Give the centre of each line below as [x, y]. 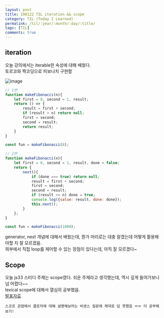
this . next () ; [44, 204]
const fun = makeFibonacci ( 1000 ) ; [41, 227]
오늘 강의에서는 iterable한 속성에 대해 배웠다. [48, 65]
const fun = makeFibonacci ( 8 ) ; [37, 145]
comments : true [21, 33]
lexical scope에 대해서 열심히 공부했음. [42, 290]
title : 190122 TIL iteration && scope [45, 14]
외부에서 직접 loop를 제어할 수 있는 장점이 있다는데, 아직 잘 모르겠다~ [71, 249]
